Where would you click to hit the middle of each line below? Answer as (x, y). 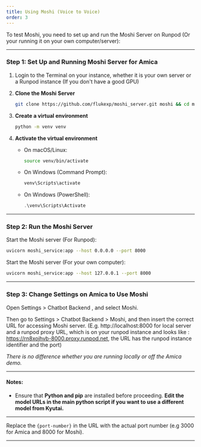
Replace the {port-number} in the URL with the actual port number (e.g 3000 (100, 425)
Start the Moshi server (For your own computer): (66, 263)
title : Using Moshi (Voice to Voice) (53, 12)
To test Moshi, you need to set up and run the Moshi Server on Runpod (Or (98, 34)
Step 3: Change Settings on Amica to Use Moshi (77, 294)
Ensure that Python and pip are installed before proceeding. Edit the (99, 395)
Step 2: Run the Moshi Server (50, 227)
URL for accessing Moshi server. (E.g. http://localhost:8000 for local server (99, 326)
